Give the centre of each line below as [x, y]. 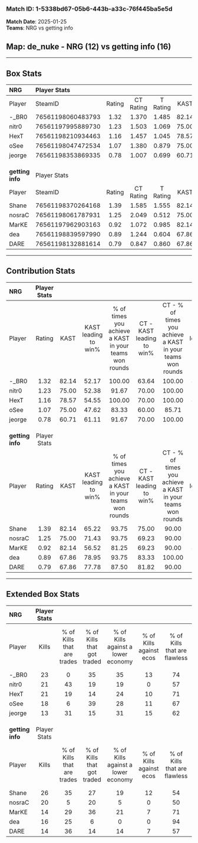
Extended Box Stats [43, 594]
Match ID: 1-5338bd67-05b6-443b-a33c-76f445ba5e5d [89, 9]
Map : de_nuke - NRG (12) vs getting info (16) [89, 46]
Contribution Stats [41, 271]
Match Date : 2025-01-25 [36, 22]
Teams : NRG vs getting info [40, 28]
